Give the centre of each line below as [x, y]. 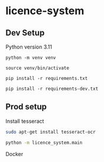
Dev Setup [25, 33]
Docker [14, 154]
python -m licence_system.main [44, 142]
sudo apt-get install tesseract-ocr [51, 132]
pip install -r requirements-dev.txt [52, 89]
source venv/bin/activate [37, 68]
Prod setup [26, 107]
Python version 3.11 [29, 47]
